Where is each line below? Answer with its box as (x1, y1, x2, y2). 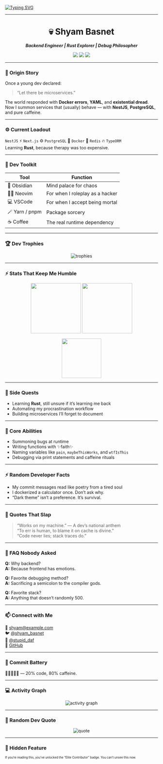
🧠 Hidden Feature (5, 745, 47, 751)
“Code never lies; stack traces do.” (16, 533, 86, 539)
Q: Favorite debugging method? (5, 575, 69, 581)
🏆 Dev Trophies (5, 240, 44, 247)
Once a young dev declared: (5, 80, 62, 86)
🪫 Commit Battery (5, 659, 48, 666)
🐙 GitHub (5, 642, 23, 648)
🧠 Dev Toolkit (5, 161, 37, 168)
